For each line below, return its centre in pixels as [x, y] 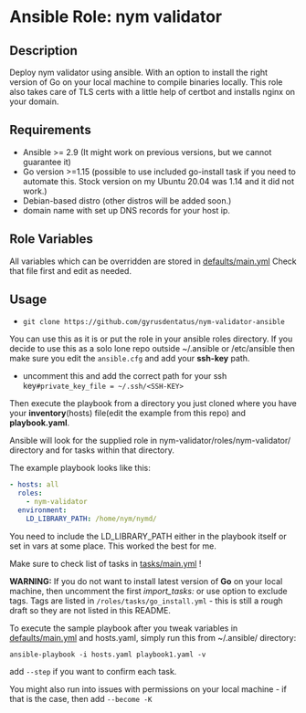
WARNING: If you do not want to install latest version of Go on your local [146, 581]
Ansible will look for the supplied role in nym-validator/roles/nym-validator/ [150, 441]
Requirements [50, 130]
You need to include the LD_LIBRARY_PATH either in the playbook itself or [148, 536]
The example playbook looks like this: [80, 468]
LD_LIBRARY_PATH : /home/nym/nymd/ [91, 519]
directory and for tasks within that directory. [92, 450]
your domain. [34, 101]
